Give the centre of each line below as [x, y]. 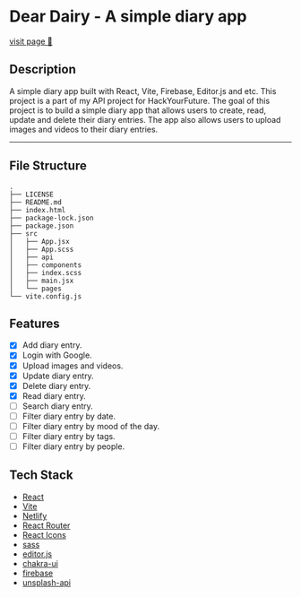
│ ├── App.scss [42, 249]
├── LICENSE [31, 195]
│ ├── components [46, 265]
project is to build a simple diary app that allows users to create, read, [138, 110]
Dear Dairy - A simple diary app [128, 17]
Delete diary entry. [56, 385]
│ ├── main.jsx [42, 281]
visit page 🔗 [31, 41]
